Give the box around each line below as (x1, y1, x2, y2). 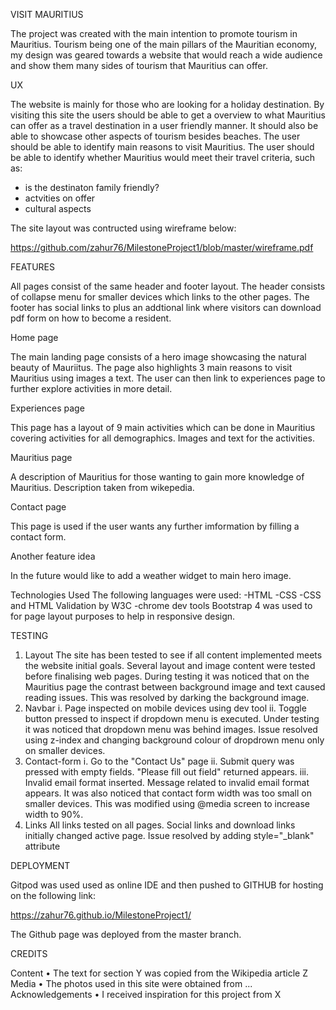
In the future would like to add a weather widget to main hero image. (10, 570, 292, 581)
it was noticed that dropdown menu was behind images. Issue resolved (24, 724, 318, 735)
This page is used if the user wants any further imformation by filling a (10, 520, 300, 532)
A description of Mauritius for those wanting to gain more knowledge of (10, 471, 305, 483)
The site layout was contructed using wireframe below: (10, 222, 237, 234)
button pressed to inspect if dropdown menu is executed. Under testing (24, 713, 320, 724)
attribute (24, 840, 61, 852)
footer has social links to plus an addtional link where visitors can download (10, 302, 322, 313)
